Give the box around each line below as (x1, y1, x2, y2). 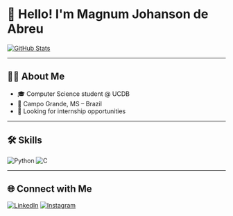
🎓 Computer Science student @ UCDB (17, 90, 130, 98)
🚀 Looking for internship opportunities (17, 107, 126, 115)
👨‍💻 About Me (7, 71, 65, 83)
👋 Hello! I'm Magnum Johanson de (7, 6, 209, 22)
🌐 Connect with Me (7, 183, 92, 194)
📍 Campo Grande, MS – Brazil (17, 99, 103, 108)
